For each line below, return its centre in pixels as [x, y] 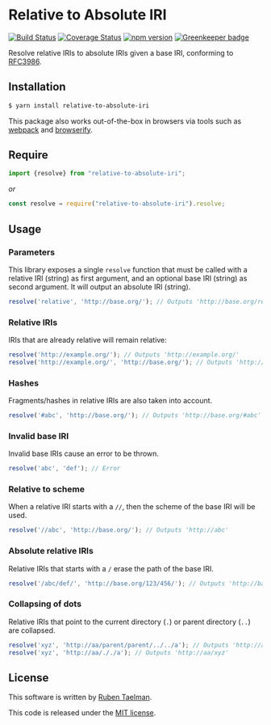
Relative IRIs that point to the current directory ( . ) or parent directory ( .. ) [130, 622]
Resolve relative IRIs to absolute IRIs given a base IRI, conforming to [121, 53]
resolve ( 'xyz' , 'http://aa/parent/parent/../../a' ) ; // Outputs [119, 645]
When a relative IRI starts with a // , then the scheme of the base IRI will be [132, 507]
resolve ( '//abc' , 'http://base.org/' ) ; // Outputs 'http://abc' [119, 530]
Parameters [31, 252]
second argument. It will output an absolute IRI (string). [100, 287]
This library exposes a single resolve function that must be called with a [128, 269]
